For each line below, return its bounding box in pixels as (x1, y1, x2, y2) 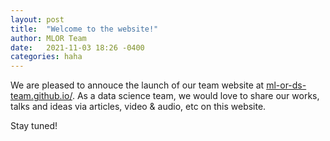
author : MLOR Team (10, 33, 87, 43)
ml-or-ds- (266, 79, 307, 91)
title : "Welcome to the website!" (10, 24, 159, 34)
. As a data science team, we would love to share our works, (71, 90, 320, 102)
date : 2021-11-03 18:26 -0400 (10, 42, 145, 53)
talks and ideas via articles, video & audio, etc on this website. (10, 101, 267, 113)
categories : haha (10, 52, 83, 62)
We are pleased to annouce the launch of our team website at (10, 79, 265, 91)
